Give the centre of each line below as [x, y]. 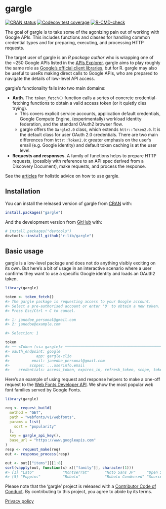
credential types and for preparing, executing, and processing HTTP [75, 42]
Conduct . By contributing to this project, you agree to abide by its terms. [79, 492]
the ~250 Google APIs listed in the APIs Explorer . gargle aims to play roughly [83, 63]
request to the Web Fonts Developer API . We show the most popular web [79, 384]
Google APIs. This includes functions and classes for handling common [78, 37]
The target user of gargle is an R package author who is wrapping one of [80, 57]
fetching [21, 103]
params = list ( [25, 422]
